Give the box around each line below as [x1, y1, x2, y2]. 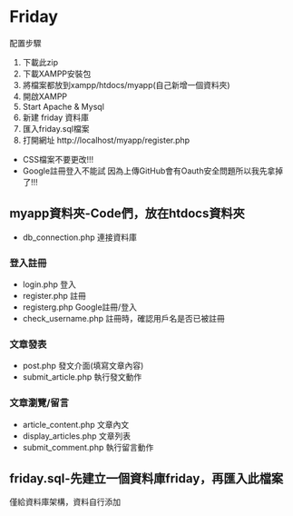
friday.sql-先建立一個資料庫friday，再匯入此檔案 [9, 471, 284, 487]
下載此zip [22, 56, 59, 67]
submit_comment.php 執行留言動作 [22, 442, 154, 452]
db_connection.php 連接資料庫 [22, 232, 138, 243]
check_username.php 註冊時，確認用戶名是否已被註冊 [22, 313, 225, 324]
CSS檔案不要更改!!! [22, 154, 94, 164]
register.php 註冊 [22, 291, 86, 302]
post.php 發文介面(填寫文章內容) [22, 361, 144, 372]
